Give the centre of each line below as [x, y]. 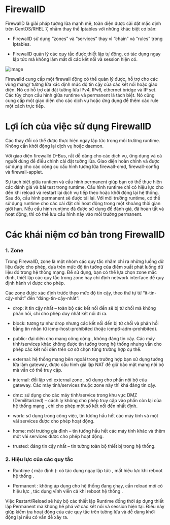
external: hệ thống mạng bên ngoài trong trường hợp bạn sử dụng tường [88, 359]
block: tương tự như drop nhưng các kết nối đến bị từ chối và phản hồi [86, 323]
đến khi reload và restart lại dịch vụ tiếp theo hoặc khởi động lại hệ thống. [82, 192]
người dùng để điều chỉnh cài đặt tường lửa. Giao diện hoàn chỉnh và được [82, 161]
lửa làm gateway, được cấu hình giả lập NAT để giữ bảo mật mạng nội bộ [88, 365]
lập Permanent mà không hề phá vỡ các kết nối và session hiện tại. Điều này [85, 506]
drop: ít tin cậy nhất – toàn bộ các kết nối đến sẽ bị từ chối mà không [84, 308]
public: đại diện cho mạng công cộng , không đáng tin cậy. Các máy [84, 339]
